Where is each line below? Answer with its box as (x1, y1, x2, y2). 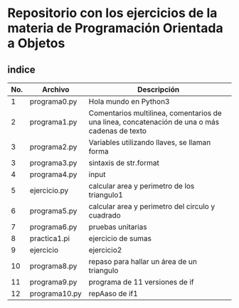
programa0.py (29, 97, 78, 106)
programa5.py (29, 206, 78, 216)
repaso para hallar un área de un (88, 257, 197, 266)
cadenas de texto (88, 126, 147, 136)
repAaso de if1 (88, 289, 139, 298)
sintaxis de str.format (88, 158, 160, 168)
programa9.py (29, 277, 78, 287)
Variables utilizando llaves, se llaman (88, 137, 211, 147)
